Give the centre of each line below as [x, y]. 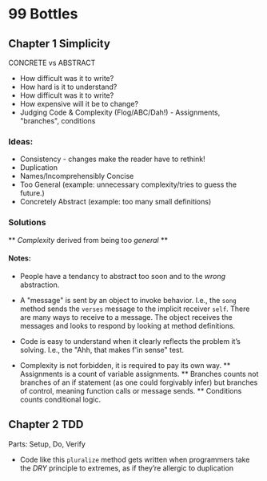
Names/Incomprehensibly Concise [77, 176]
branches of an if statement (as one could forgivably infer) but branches [139, 382]
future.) [32, 193]
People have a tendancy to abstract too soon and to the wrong [123, 276]
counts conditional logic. [60, 399]
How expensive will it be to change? [79, 104]
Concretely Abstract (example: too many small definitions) [116, 202]
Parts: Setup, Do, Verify [47, 444]
